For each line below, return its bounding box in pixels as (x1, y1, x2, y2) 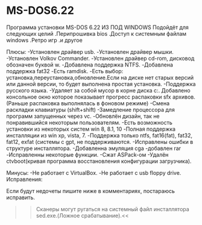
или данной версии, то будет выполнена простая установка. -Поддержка (6, 80, 196, 88)
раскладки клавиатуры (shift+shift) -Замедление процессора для (6, 106, 175, 113)
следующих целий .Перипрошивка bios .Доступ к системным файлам (6, 30, 187, 37)
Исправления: (6, 175, 43, 183)
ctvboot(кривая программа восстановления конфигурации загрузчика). (6, 157, 192, 165)
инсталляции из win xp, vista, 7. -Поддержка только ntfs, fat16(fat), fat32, (6, 131, 193, 139)
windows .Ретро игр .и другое (6, 36, 83, 44)
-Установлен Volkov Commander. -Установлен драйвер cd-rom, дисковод (6, 54, 195, 62)
